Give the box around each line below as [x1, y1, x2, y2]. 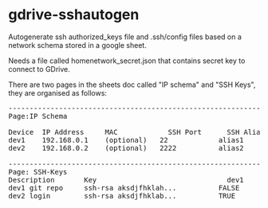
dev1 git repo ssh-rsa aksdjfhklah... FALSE [8, 183, 240, 192]
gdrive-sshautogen [8, 6, 140, 24]
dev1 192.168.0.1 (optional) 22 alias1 [8, 135, 245, 144]
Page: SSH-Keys [8, 167, 68, 176]
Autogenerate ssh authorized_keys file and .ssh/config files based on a [8, 32, 242, 41]
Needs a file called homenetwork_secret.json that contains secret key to [8, 56, 246, 65]
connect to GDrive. [8, 64, 70, 73]
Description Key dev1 [8, 175, 245, 184]
